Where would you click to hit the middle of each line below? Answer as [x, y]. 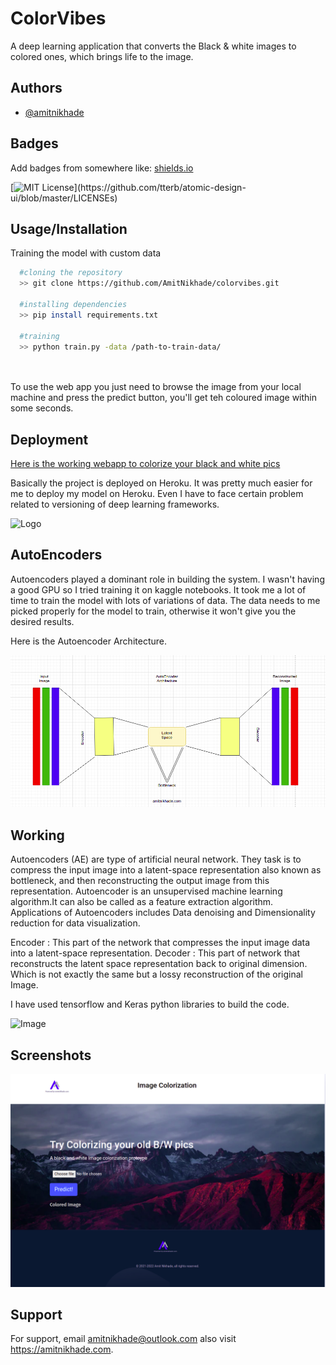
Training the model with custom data [86, 253]
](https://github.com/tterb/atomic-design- [160, 187]
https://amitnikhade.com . [62, 1349]
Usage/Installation [69, 228]
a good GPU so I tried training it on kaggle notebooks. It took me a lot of [158, 589]
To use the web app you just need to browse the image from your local [156, 387]
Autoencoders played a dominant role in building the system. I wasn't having [167, 579]
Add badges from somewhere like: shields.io [102, 168]
